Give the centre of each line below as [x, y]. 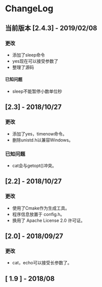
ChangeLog [29, 9]
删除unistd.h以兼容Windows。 [43, 140]
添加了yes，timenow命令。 [39, 134]
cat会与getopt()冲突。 [34, 166]
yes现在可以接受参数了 [35, 61]
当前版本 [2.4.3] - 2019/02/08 [51, 28]
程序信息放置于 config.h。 [38, 214]
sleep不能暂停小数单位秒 [37, 91]
